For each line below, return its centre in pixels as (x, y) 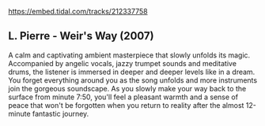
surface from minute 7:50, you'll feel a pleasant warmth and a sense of (123, 97)
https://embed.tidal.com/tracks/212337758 (78, 11)
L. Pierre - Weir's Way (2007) (81, 36)
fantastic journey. (61, 113)
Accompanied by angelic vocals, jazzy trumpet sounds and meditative (123, 63)
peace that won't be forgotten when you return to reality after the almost (126, 105)
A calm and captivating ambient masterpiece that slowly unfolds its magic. (129, 55)
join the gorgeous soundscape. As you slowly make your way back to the (127, 88)
